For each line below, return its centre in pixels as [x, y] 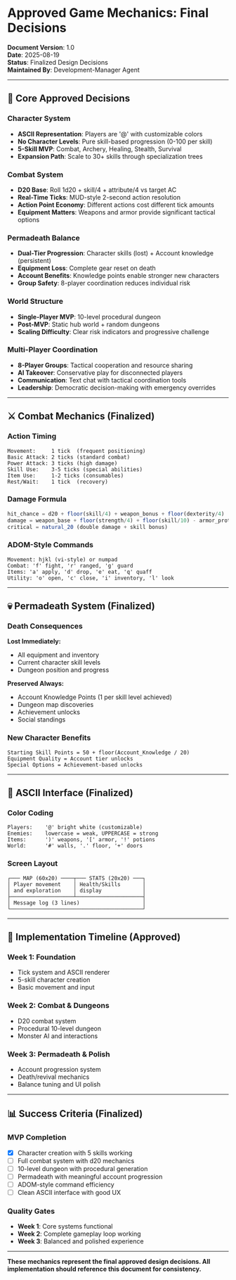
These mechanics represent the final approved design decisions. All [109, 1262]
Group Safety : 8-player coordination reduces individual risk [104, 283]
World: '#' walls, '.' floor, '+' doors [75, 846]
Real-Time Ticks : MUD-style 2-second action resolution [99, 197]
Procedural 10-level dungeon [59, 1028]
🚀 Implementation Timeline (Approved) [94, 937]
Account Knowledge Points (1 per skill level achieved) [94, 697]
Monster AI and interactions [58, 1036]
